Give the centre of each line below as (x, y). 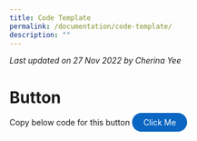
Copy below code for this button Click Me (93, 123)
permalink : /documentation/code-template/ (91, 26)
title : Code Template (50, 18)
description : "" (40, 35)
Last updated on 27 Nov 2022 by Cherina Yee (95, 61)
